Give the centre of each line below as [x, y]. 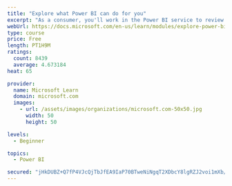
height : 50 [41, 122]
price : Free [24, 39]
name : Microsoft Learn [46, 90]
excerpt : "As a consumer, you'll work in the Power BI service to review [116, 20]
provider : [21, 83]
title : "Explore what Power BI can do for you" [77, 13]
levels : [18, 134]
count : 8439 [31, 59]
